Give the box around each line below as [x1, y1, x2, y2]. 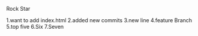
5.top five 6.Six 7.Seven [6, 23, 64, 30]
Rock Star [6, 5, 31, 12]
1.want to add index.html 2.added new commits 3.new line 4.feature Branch [6, 17, 193, 23]
